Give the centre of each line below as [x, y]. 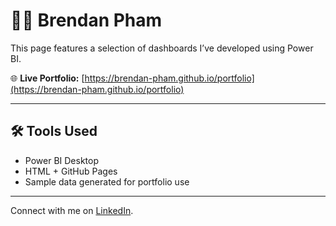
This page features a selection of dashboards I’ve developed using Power [162, 48]
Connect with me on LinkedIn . [72, 210]
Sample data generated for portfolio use [107, 181]
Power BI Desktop [61, 160]
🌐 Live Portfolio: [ [47, 78]
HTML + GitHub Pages [71, 171]
